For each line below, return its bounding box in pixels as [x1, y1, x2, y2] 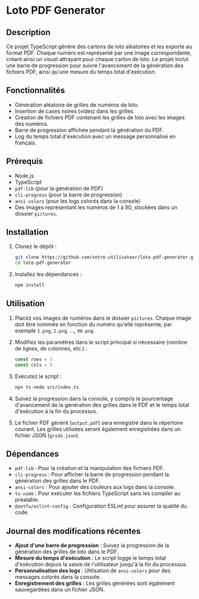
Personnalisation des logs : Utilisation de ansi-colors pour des [14, 567, 171, 574]
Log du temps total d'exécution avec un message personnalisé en [14, 133, 176, 140]
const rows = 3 [14, 356, 53, 362]
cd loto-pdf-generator [14, 260, 71, 266]
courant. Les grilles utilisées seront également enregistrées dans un [14, 425, 181, 433]
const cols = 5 [14, 362, 53, 368]
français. [14, 139, 37, 146]
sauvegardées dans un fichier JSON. [14, 586, 105, 593]
